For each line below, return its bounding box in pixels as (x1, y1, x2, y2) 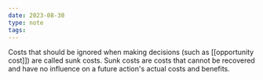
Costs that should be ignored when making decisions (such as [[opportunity (8, 48, 254, 57)
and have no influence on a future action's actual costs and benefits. (8, 64, 230, 74)
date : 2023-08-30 (8, 11, 65, 20)
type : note (8, 19, 44, 27)
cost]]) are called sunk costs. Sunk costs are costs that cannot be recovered (8, 56, 255, 65)
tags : (8, 26, 26, 34)
